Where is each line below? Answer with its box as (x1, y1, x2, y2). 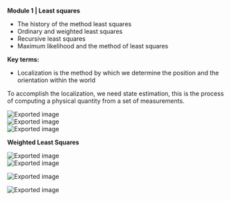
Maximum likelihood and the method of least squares (17, 42, 169, 50)
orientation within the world (17, 76, 95, 84)
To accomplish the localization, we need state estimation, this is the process (7, 90, 224, 97)
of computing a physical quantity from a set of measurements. (7, 97, 185, 105)
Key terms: (7, 55, 39, 64)
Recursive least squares (17, 35, 86, 43)
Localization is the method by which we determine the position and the (17, 69, 219, 77)
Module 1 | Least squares (7, 7, 81, 15)
